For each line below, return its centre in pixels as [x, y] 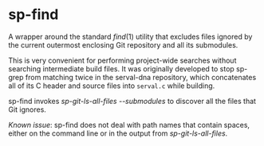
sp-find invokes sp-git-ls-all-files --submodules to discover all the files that [132, 101]
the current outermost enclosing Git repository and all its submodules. [123, 44]
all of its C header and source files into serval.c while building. [112, 86]
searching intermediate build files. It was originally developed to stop [122, 68]
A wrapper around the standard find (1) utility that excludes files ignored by [130, 36]
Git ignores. [27, 109]
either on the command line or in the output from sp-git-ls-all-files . [118, 133]
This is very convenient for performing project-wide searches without [122, 60]
